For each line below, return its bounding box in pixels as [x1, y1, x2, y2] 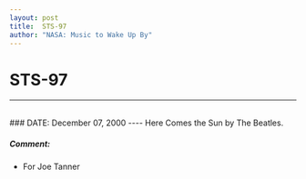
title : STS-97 [9, 22, 67, 31]
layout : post [9, 13, 59, 23]
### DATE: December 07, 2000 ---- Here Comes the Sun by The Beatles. [9, 117, 284, 128]
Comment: [9, 138, 51, 149]
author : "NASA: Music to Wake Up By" [9, 30, 153, 39]
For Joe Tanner [22, 161, 80, 173]
